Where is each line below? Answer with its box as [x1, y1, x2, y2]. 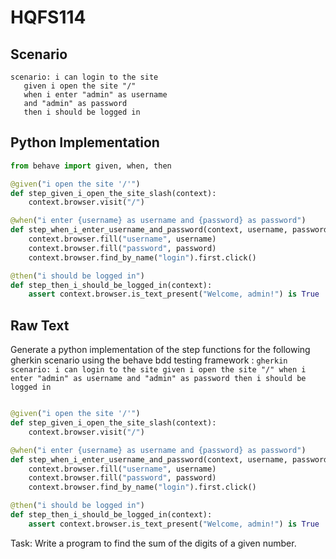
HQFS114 [10, 6, 87, 29]
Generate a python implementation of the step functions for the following [10, 344, 311, 356]
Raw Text [10, 317, 70, 334]
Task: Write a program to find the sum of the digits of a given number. [10, 537, 297, 549]
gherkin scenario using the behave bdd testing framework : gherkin [10, 354, 288, 366]
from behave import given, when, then [10, 161, 172, 171]
